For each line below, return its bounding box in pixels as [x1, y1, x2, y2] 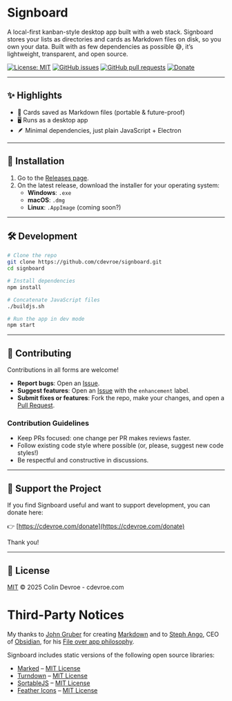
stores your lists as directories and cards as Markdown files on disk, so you [7, 35, 222, 43]
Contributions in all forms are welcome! [7, 366, 119, 374]
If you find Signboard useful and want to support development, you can [7, 501, 211, 510]
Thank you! [7, 538, 39, 547]
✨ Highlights [7, 90, 62, 102]
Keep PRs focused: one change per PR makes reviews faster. [17, 434, 191, 442]
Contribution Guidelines [7, 418, 90, 428]
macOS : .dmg [27, 196, 66, 204]
